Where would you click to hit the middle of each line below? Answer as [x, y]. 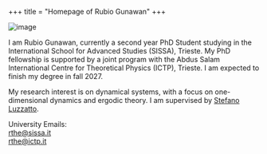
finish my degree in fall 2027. [56, 76]
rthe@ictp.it [27, 141]
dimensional [28, 100]
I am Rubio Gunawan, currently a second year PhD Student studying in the [130, 42]
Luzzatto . [24, 109]
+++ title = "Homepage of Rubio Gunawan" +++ [87, 12]
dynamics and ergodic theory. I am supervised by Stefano [145, 100]
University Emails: [38, 124]
